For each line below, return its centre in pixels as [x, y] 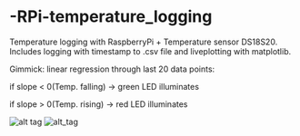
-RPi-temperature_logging [111, 17]
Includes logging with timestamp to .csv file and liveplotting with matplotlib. [150, 51]
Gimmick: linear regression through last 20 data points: [112, 69]
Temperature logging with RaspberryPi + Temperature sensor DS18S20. [144, 42]
